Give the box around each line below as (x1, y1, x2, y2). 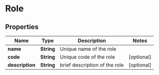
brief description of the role (60, 62, 124, 68)
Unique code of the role (60, 54, 115, 60)
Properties (5, 23, 39, 31)
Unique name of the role (60, 45, 117, 52)
